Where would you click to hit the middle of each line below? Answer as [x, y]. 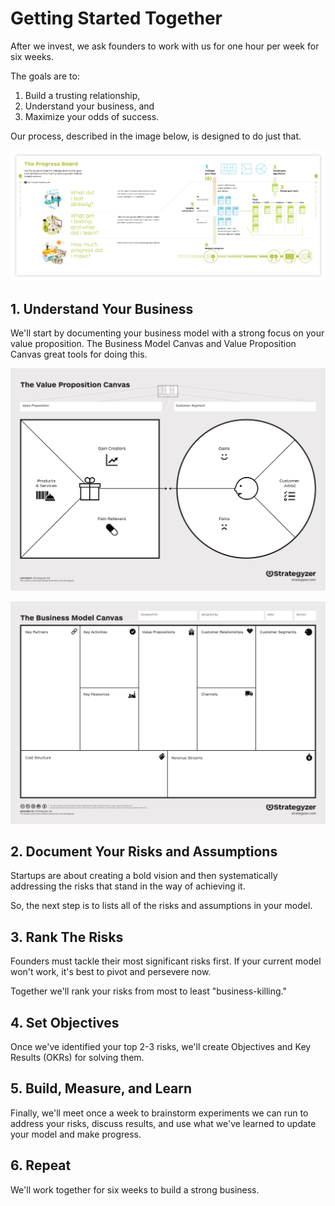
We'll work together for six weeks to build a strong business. [135, 1189]
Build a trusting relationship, [82, 95]
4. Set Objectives [65, 1022]
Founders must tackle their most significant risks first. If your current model [166, 961]
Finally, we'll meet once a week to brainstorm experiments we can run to [159, 1113]
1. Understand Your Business [102, 308]
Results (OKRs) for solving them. [77, 1058]
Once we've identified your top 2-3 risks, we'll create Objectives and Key [161, 1047]
